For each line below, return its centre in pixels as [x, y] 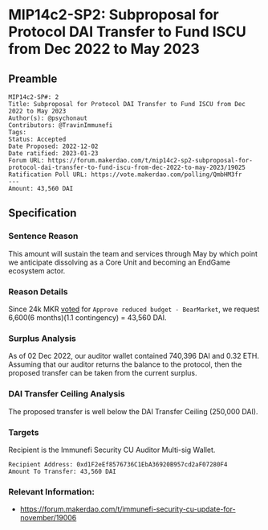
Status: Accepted [37, 139]
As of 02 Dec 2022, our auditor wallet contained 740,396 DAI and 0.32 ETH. [134, 356]
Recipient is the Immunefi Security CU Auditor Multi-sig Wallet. [112, 450]
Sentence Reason [43, 236]
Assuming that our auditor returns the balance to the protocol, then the [125, 364]
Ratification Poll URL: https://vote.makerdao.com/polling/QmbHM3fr [125, 175]
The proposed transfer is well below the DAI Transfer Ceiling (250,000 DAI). [133, 411]
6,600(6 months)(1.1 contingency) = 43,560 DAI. [87, 317]
